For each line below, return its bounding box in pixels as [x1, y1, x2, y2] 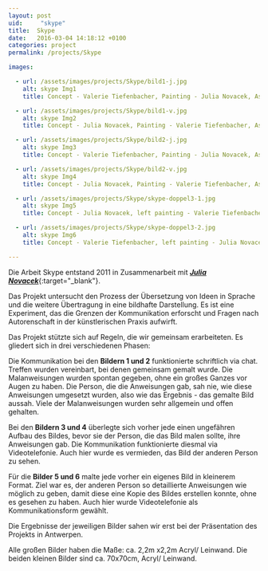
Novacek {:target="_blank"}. [8, 276, 101, 285]
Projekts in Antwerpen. [8, 530, 84, 539]
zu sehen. [8, 456, 41, 466]
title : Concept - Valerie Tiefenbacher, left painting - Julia [22, 238, 238, 246]
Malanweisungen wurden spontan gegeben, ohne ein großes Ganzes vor [8, 372, 248, 383]
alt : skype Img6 [22, 231, 77, 239]
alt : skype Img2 [22, 114, 77, 122]
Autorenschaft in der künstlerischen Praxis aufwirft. [8, 317, 178, 326]
